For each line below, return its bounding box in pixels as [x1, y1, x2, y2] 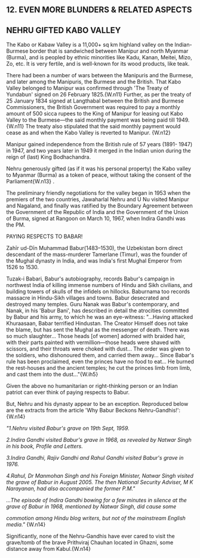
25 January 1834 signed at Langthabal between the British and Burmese [6, 97, 184, 104]
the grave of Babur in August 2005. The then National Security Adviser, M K [6, 479, 193, 486]
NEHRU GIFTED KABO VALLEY [6, 25, 121, 35]
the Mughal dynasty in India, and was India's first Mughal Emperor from [6, 257, 182, 264]
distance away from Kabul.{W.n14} [6, 545, 91, 553]
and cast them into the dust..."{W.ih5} [6, 371, 99, 378]
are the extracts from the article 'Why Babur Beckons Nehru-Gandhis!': [6, 407, 181, 414]
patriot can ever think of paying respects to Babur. [6, 389, 130, 396]
